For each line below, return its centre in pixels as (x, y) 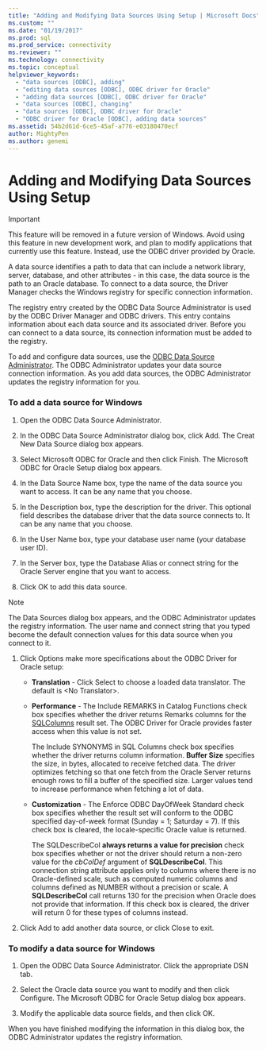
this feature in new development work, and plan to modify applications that (130, 243)
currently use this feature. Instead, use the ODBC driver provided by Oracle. (132, 252)
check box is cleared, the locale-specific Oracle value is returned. (139, 829)
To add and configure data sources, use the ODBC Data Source (112, 357)
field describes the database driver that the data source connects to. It (135, 515)
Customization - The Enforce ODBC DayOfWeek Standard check (138, 804)
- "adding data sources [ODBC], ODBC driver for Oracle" (111, 97)
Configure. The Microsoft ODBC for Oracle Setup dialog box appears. (133, 998)
